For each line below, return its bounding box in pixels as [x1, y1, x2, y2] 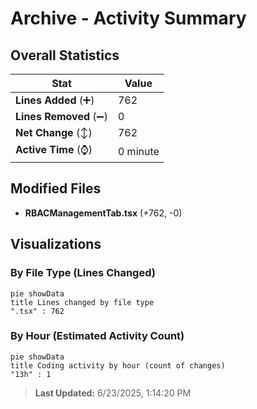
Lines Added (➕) [15, 93, 95, 107]
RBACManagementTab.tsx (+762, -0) [24, 207, 183, 219]
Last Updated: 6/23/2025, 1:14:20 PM [34, 387, 192, 399]
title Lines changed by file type [10, 297, 155, 307]
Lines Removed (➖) [15, 110, 108, 123]
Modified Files [10, 180, 102, 197]
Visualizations [10, 236, 102, 253]
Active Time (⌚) [15, 143, 93, 156]
